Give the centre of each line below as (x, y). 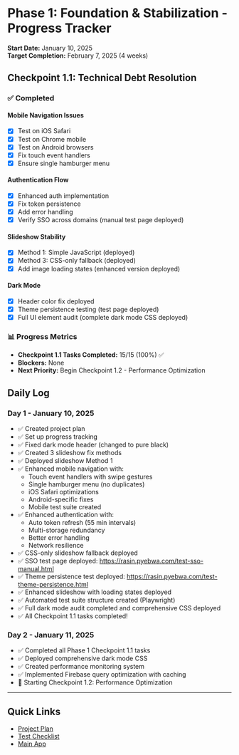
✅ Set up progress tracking (58, 437)
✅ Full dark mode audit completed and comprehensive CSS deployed (119, 608)
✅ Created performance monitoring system (81, 667)
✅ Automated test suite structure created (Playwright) (96, 600)
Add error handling (45, 212)
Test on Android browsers (55, 147)
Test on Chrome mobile (52, 139)
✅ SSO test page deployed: (58, 561)
